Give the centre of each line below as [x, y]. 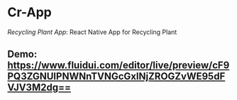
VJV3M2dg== [39, 88]
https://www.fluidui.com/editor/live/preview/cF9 [118, 66]
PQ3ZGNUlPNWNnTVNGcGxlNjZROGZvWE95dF [116, 76]
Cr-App [29, 12]
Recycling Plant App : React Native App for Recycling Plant [92, 32]
